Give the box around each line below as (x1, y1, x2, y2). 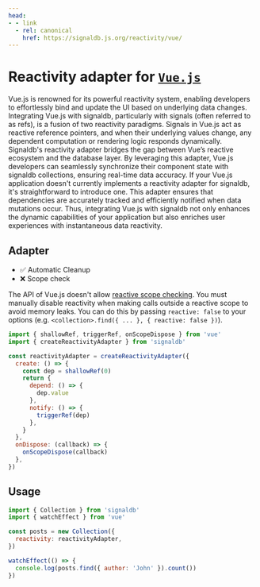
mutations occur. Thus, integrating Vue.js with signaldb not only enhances (8, 204, 250, 214)
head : (8, 11, 26, 20)
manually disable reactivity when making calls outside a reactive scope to (8, 299, 249, 307)
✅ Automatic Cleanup (19, 265, 91, 274)
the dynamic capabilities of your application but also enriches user (8, 212, 226, 222)
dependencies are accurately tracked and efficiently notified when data (8, 195, 242, 205)
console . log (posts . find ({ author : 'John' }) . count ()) (15, 564, 197, 572)
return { (22, 374, 52, 382)
